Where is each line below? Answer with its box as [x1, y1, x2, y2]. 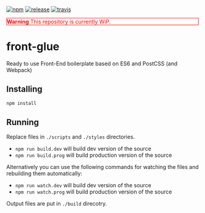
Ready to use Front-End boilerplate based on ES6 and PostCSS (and [6, 60, 178, 67]
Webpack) [6, 66, 32, 73]
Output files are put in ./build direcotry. [6, 200, 107, 208]
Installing [6, 84, 43, 95]
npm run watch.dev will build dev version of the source [15, 182, 151, 189]
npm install [6, 100, 37, 106]
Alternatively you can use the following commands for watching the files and [6, 164, 200, 171]
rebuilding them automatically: [6, 170, 82, 177]
